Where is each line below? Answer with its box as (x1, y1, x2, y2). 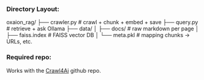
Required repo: (6, 53, 52, 62)
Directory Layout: (6, 5, 60, 13)
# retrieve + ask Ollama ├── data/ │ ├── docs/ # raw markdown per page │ (6, 25, 199, 32)
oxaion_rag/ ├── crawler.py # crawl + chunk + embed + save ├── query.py (6, 19, 198, 26)
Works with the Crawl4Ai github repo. (6, 67, 101, 74)
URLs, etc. (6, 38, 32, 45)
